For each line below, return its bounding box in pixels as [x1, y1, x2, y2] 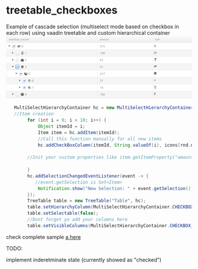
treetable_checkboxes [6, 4, 118, 17]
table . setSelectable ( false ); [27, 210, 99, 217]
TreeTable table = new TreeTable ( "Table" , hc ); [27, 198, 146, 204]
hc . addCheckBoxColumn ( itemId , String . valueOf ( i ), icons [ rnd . [37, 142, 192, 148]
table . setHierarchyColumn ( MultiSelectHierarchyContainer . [27, 204, 173, 210]
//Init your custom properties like [27, 154, 117, 161]
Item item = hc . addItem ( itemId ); [37, 129, 120, 135]
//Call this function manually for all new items [37, 136, 162, 142]
